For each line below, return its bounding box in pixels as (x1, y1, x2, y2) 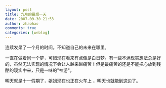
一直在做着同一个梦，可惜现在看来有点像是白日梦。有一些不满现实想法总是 (5, 55, 157, 61)
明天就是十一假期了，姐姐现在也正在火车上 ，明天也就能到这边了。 (5, 78, 141, 84)
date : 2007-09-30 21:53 (5, 16, 54, 21)
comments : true (5, 26, 37, 31)
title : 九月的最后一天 (5, 12, 47, 17)
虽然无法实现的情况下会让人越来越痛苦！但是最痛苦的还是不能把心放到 (13, 61, 157, 67)
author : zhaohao (5, 21, 39, 26)
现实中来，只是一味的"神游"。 (13, 67, 75, 73)
